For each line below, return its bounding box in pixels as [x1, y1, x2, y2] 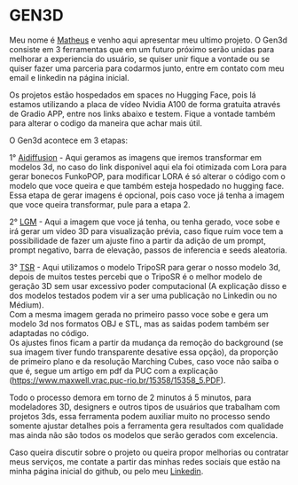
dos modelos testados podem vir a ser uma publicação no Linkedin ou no [9, 290, 278, 301]
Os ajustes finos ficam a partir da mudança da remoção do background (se [9, 337, 284, 348]
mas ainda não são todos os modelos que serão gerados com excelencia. [9, 429, 278, 440]
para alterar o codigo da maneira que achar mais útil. [9, 117, 202, 129]
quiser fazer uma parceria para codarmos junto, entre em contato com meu [9, 63, 285, 74]
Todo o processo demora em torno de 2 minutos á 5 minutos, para [9, 392, 252, 403]
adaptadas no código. [9, 327, 90, 338]
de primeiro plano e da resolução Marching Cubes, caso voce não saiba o [9, 356, 279, 366]
